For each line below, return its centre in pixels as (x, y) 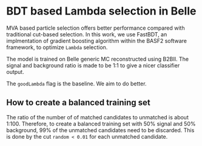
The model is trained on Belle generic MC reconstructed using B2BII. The (98, 59)
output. (15, 71)
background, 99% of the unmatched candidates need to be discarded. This (100, 130)
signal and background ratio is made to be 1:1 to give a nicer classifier (93, 65)
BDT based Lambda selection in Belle (101, 11)
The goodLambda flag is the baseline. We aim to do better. (76, 84)
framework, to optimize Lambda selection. (57, 47)
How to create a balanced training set (78, 103)
